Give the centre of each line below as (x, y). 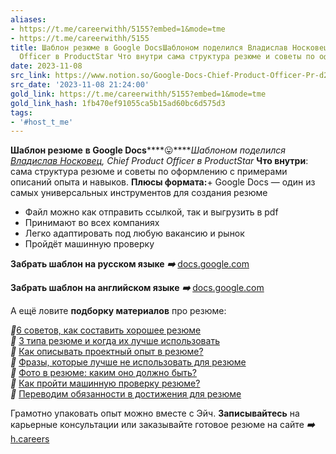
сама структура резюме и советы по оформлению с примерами (149, 172)
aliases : (28, 19)
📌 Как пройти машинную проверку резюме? (105, 383)
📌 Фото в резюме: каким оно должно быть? (104, 373)
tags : (21, 112)
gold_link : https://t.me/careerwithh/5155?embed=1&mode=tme (138, 94)
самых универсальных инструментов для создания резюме (139, 193)
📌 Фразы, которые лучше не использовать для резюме (128, 362)
